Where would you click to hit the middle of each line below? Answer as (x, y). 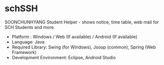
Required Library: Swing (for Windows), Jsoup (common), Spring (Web (84, 47)
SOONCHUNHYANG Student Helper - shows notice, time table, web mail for (82, 22)
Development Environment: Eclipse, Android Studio (64, 57)
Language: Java (28, 42)
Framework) (24, 52)
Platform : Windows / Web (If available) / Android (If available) (75, 37)
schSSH (21, 9)
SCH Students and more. (30, 27)
